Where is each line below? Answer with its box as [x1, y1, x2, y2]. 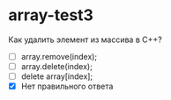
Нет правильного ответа [20, 81, 114, 92]
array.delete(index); [20, 61, 93, 71]
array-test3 [8, 5, 94, 25]
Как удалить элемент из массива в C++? [8, 34, 162, 45]
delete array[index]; [20, 71, 93, 82]
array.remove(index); [20, 51, 98, 61]
